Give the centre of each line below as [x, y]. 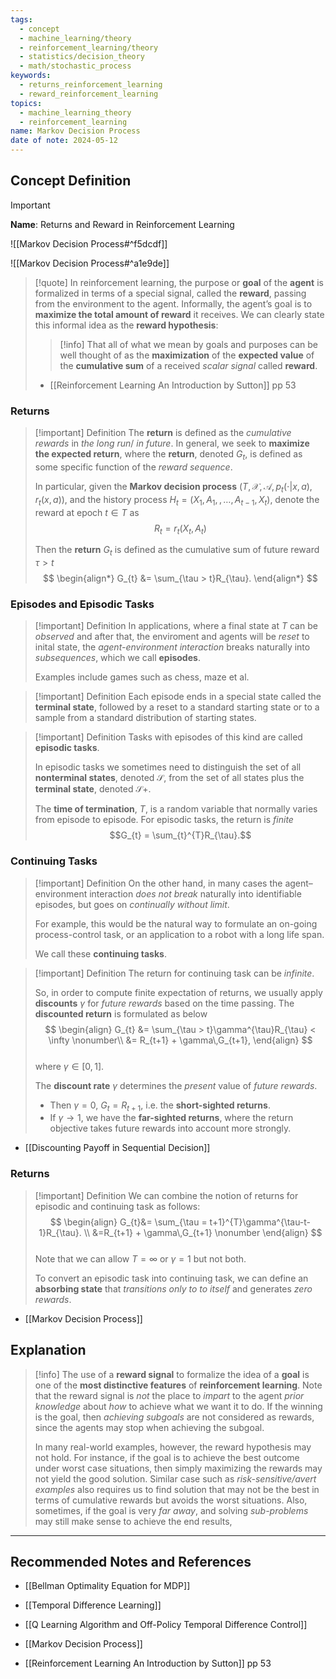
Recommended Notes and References [131, 1561]
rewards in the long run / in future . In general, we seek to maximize [172, 443]
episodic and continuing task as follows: [117, 1206]
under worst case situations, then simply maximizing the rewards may [178, 1468]
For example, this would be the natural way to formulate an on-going [176, 923]
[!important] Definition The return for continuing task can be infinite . [174, 973]
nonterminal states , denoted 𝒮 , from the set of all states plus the [169, 778]
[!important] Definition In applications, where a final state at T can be [176, 626]
